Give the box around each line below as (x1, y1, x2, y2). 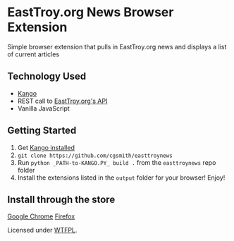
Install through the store (7, 193, 116, 205)
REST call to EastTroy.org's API (17, 97, 108, 105)
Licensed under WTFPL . (7, 226, 78, 235)
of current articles (7, 50, 60, 58)
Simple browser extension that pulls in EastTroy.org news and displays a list (7, 42, 227, 51)
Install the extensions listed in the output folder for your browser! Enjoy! (17, 173, 226, 182)
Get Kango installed (17, 143, 75, 152)
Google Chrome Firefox (7, 212, 75, 221)
